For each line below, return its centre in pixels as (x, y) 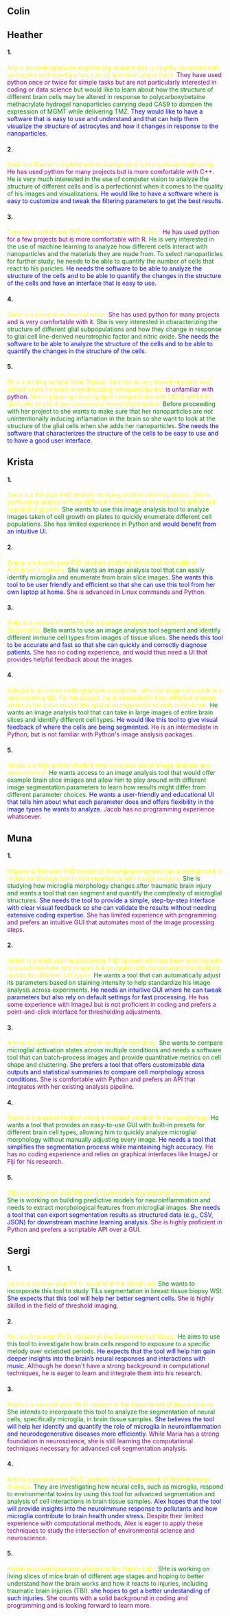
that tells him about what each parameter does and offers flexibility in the (111, 802)
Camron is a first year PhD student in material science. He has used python (113, 232)
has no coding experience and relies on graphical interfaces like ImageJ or (113, 1154)
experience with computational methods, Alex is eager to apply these (105, 1523)
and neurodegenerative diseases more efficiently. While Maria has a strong (113, 1434)
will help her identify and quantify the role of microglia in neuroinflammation (114, 1426)
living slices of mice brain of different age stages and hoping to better (106, 1576)
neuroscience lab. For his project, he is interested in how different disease (112, 698)
